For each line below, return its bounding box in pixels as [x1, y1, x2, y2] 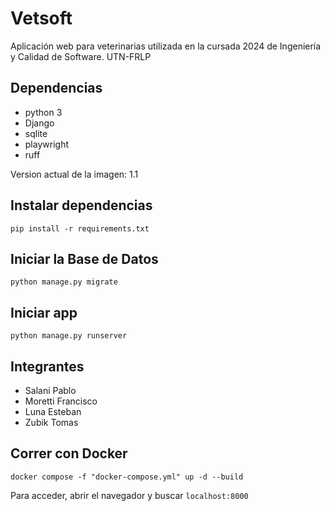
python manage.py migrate [10, 277, 118, 287]
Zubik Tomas [24, 417, 79, 428]
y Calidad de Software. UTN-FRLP [10, 50, 152, 62]
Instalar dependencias [10, 197, 153, 214]
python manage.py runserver [10, 331, 128, 341]
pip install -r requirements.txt [10, 223, 150, 234]
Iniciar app [10, 304, 78, 321]
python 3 [24, 106, 63, 118]
